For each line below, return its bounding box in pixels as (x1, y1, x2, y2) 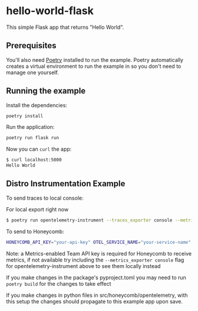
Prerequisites (6, 41, 57, 51)
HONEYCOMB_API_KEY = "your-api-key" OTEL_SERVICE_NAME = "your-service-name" (6, 239, 192, 245)
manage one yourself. (6, 69, 59, 76)
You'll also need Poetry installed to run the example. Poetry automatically (6, 56, 184, 63)
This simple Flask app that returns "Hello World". (6, 24, 124, 31)
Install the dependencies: (6, 101, 68, 108)
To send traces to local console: (6, 194, 84, 201)
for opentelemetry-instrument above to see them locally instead (6, 262, 161, 269)
